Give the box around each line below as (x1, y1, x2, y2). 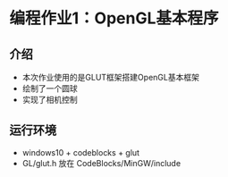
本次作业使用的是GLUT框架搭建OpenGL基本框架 (21, 72, 199, 82)
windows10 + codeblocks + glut (21, 147, 140, 157)
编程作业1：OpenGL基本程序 (9, 8, 219, 29)
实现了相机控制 (21, 95, 78, 105)
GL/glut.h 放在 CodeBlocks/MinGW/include (21, 157, 182, 168)
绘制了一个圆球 (21, 83, 78, 94)
